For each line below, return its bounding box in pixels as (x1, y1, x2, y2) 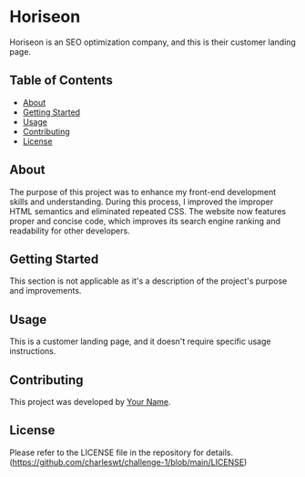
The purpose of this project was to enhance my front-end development (9, 186, 277, 197)
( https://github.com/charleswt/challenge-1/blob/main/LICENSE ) (9, 456, 248, 467)
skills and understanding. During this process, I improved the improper (9, 196, 274, 207)
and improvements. (9, 285, 82, 296)
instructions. (9, 346, 56, 357)
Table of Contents (9, 73, 114, 88)
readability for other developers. (9, 225, 130, 236)
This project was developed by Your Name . (9, 397, 171, 407)
